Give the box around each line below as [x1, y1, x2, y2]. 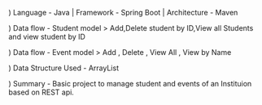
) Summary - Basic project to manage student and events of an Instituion [8, 79, 252, 88]
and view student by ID [8, 32, 85, 41]
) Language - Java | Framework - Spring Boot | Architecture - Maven [8, 8, 238, 17]
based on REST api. [8, 87, 75, 97]
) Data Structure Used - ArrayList [8, 63, 120, 73]
